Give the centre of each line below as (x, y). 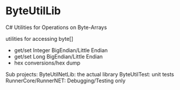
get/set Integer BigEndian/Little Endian (61, 50)
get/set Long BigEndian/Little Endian (58, 56)
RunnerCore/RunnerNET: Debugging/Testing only (66, 81)
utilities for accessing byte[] (40, 38)
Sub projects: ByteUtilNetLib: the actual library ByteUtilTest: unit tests (90, 74)
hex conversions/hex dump (47, 63)
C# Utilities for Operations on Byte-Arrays (56, 27)
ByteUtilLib (33, 11)
